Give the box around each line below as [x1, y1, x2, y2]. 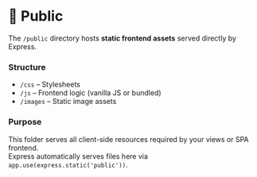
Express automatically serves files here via [8, 151, 149, 161]
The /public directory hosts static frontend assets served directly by [8, 33, 237, 43]
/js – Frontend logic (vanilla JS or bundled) [19, 88, 162, 98]
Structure [8, 61, 46, 72]
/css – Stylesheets [19, 79, 81, 90]
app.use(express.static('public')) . [8, 160, 129, 169]
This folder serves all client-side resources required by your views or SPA [8, 134, 249, 144]
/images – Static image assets [19, 97, 117, 106]
